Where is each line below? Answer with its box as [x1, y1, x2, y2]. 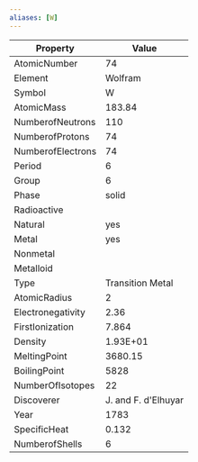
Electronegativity [13, 305, 85, 318]
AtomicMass [13, 101, 67, 113]
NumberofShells [13, 438, 83, 450]
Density [13, 335, 47, 348]
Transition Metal [104, 276, 174, 289]
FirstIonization [13, 321, 75, 333]
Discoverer [13, 394, 60, 406]
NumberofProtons [13, 130, 90, 142]
